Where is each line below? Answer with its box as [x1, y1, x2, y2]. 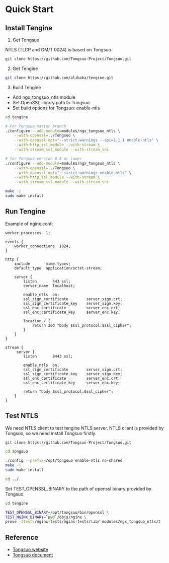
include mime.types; [14, 261, 71, 266]
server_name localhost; [23, 283, 75, 288]
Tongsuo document [12, 552, 53, 558]
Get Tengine [12, 65, 38, 72]
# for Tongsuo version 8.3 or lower [5, 156, 82, 161]
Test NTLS [5, 411, 39, 420]
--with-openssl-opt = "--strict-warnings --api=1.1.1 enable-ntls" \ [14, 137, 158, 143]
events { [5, 239, 24, 244]
